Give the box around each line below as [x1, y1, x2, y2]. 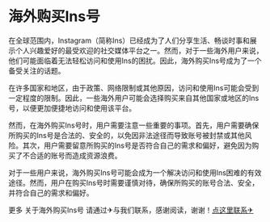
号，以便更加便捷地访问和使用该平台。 [8, 103, 136, 113]
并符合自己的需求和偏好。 [8, 187, 94, 198]
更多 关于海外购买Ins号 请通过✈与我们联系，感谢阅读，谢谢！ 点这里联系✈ [8, 205, 254, 215]
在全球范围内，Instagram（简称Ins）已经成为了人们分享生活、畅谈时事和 [8, 36, 251, 45]
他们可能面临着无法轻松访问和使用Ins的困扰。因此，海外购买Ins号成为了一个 [8, 56, 262, 65]
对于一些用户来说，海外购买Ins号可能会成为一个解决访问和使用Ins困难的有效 [8, 167, 262, 178]
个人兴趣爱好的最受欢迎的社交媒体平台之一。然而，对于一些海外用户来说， [15, 45, 264, 55]
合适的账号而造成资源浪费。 [29, 150, 122, 160]
